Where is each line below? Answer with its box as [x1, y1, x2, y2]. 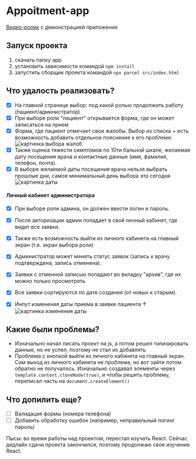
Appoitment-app [6, 4, 89, 18]
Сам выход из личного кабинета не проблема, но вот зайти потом [14, 359, 182, 366]
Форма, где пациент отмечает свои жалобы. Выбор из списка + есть [14, 127, 189, 134]
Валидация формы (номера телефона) [14, 410, 111, 417]
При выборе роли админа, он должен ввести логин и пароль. [14, 205, 170, 212]
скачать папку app [14, 56, 62, 63]
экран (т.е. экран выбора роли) [14, 241, 94, 248]
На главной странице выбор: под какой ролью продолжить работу [14, 101, 184, 108]
